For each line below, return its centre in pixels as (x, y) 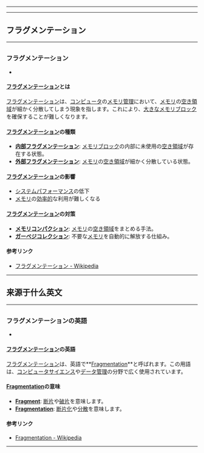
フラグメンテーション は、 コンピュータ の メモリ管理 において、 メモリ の (94, 101)
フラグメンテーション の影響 (41, 176)
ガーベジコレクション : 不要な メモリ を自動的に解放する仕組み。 (94, 236)
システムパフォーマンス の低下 (52, 191)
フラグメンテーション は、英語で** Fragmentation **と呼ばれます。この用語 (99, 364)
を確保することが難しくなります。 (49, 116)
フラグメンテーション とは (38, 87)
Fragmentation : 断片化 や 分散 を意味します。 (70, 409)
